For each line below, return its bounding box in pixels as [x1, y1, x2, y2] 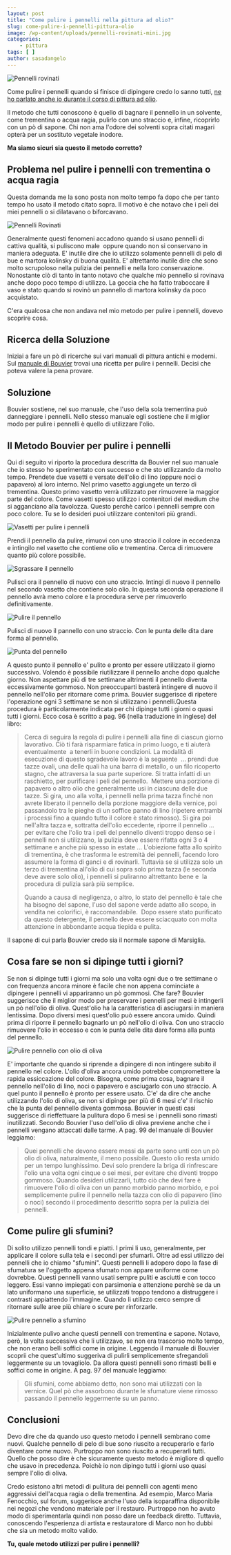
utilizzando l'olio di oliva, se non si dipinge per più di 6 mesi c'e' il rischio [7, 1096, 214, 1104]
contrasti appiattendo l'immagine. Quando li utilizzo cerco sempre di [7, 1295, 201, 1303]
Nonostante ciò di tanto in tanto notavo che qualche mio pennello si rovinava [7, 271, 225, 279]
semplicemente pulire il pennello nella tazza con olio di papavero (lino [23, 1190, 222, 1199]
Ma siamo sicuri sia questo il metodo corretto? [7, 143, 143, 152]
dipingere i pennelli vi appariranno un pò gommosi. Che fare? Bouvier [7, 989, 205, 997]
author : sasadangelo [7, 55, 67, 62]
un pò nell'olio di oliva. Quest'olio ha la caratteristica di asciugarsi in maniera [7, 1003, 225, 1012]
